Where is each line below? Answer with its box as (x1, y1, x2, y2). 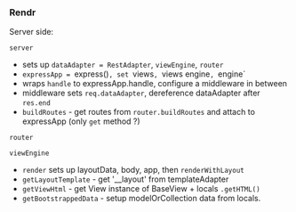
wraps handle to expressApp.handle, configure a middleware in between (21, 78, 287, 89)
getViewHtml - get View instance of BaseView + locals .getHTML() (21, 183, 260, 194)
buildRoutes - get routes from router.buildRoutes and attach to (21, 107, 256, 118)
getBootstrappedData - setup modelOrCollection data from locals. (21, 193, 261, 204)
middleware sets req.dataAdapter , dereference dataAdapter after (21, 87, 260, 99)
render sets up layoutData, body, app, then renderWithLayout (21, 165, 244, 175)
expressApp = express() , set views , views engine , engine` (21, 69, 246, 79)
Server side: (9, 27, 54, 37)
